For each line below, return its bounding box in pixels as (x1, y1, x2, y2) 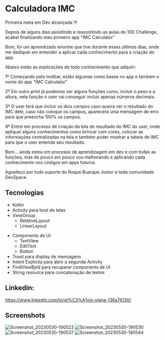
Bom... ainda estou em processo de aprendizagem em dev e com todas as (5, 149, 157, 155)
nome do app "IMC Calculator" (5, 79, 68, 85)
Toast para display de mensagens (12, 253, 82, 259)
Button (19, 248, 34, 254)
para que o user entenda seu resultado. (5, 139, 85, 145)
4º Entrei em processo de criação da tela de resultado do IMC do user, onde (5, 123, 161, 129)
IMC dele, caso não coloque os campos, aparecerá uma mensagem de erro (5, 109, 159, 114)
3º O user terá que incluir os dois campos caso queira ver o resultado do (5, 103, 153, 109)
